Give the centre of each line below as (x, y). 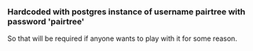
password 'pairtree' (46, 21)
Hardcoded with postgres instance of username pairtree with (126, 12)
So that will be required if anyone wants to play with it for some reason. (122, 38)
